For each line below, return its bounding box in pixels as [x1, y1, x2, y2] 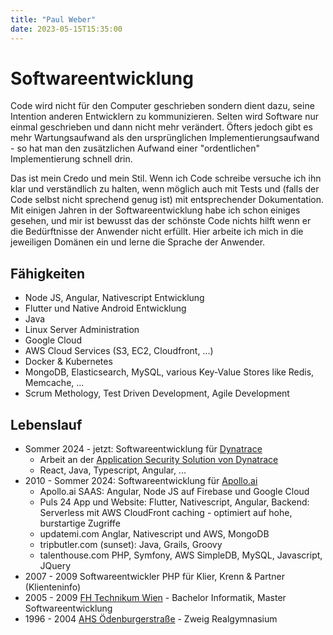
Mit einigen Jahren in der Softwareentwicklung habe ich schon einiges [10, 204, 301, 216]
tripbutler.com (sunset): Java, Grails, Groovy [39, 539, 223, 551]
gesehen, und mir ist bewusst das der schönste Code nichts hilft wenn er [10, 215, 312, 227]
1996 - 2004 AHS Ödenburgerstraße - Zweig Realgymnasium [24, 613, 278, 625]
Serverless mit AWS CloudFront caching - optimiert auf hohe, [39, 507, 293, 519]
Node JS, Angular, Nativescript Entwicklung [24, 292, 205, 304]
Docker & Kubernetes [24, 356, 113, 368]
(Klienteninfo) [24, 581, 82, 593]
